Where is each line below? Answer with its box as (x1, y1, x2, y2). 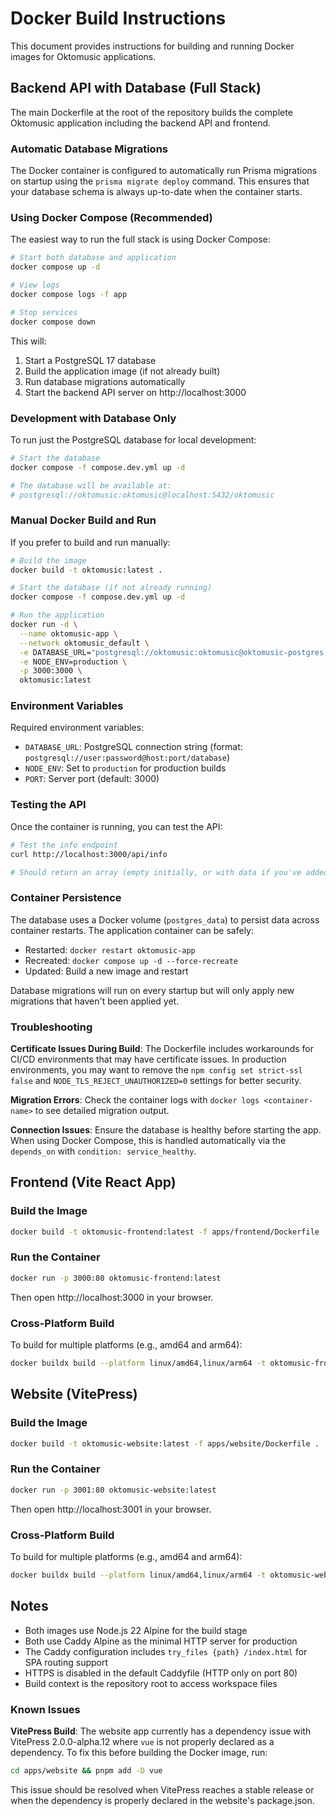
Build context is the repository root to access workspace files (24, 1677, 278, 1689)
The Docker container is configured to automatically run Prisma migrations (10, 165, 318, 177)
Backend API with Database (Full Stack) (10, 80, 262, 97)
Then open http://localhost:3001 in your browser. (10, 1503, 212, 1515)
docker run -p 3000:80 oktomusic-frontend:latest (10, 1273, 222, 1283)
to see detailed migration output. (34, 1105, 170, 1116)
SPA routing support (24, 1656, 109, 1668)
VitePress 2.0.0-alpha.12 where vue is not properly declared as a (10, 1735, 275, 1747)
